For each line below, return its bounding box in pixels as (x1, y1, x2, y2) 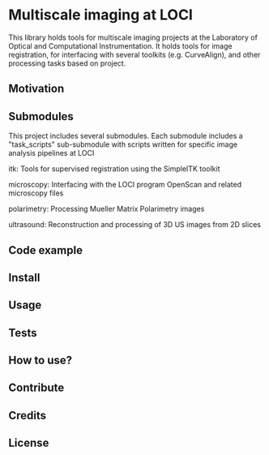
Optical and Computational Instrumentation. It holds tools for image (8, 41, 233, 50)
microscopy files (8, 188, 64, 198)
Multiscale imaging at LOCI (8, 6, 193, 24)
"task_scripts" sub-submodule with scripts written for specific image (8, 140, 237, 149)
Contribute (8, 381, 65, 395)
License (8, 436, 49, 450)
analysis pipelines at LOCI (8, 148, 95, 158)
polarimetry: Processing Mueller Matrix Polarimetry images (8, 204, 205, 214)
